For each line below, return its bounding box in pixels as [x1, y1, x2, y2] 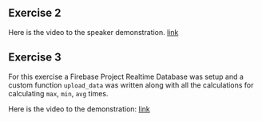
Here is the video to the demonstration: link [8, 103, 150, 114]
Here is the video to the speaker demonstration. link [8, 27, 179, 37]
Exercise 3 [8, 51, 62, 64]
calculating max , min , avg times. [8, 88, 109, 98]
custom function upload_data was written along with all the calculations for [8, 80, 254, 90]
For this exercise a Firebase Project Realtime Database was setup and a [8, 72, 244, 81]
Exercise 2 [8, 6, 62, 20]
